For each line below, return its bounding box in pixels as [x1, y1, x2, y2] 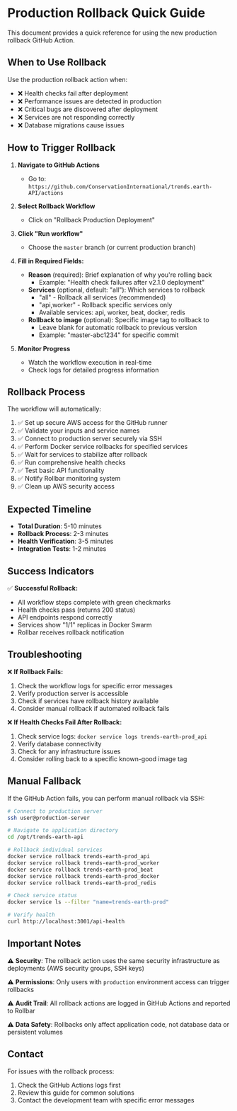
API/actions [28, 189, 64, 196]
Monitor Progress [17, 344, 71, 353]
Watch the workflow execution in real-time [28, 358, 152, 366]
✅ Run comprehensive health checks [17, 458, 126, 467]
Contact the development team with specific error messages [17, 1095, 195, 1104]
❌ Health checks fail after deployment [17, 89, 129, 97]
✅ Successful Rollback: [7, 584, 78, 592]
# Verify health [7, 911, 55, 918]
